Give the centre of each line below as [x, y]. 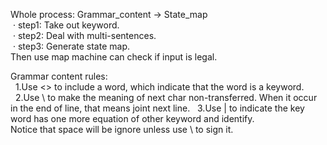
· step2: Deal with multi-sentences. [84, 35]
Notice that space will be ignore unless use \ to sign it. [122, 129]
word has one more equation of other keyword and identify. [132, 118]
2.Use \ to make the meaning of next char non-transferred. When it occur [166, 97]
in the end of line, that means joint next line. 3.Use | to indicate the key [157, 108]
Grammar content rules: [59, 76]
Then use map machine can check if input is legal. [114, 57]
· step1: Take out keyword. [66, 25]
